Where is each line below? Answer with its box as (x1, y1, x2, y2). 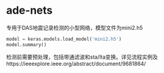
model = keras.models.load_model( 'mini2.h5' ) (6, 36, 122, 42)
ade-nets (6, 4, 53, 17)
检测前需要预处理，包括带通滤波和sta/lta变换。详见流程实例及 (6, 53, 159, 60)
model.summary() (6, 41, 47, 48)
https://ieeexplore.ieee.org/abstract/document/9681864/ (6, 60, 147, 67)
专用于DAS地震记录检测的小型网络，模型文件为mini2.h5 (6, 24, 143, 31)
